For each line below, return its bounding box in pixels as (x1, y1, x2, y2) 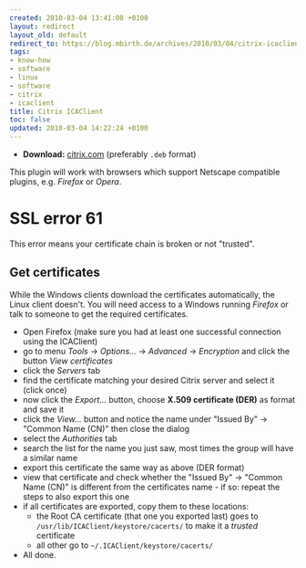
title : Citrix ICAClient (9, 107, 104, 116)
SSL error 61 (9, 208, 103, 229)
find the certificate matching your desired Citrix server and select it (22, 374, 275, 385)
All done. (22, 549, 56, 560)
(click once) (22, 384, 67, 395)
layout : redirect (9, 22, 76, 31)
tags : (9, 47, 30, 57)
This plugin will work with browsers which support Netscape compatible (9, 166, 280, 177)
